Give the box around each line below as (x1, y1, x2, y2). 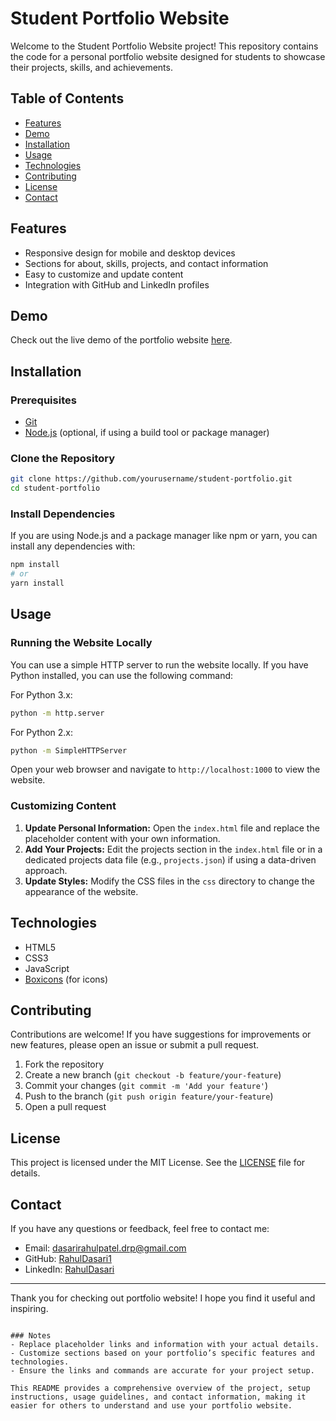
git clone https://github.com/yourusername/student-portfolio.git (10, 474, 293, 484)
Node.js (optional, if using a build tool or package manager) (24, 427, 270, 439)
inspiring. (10, 1303, 49, 1315)
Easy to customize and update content (24, 268, 184, 280)
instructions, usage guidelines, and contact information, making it (10, 1392, 307, 1402)
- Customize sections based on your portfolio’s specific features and (10, 1348, 315, 1359)
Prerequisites (10, 393, 77, 407)
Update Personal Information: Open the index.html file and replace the (24, 822, 320, 834)
